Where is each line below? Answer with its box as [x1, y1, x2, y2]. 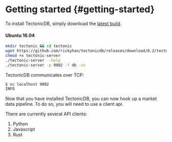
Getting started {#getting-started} [5, 4, 155, 15]
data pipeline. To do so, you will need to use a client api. [5, 101, 124, 107]
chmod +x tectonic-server [5, 53, 60, 58]
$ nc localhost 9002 [5, 82, 50, 87]
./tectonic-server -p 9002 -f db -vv [5, 62, 86, 67]
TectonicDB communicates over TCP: [5, 72, 84, 78]
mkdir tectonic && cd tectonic [5, 43, 72, 49]
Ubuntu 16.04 [5, 32, 35, 38]
